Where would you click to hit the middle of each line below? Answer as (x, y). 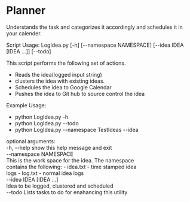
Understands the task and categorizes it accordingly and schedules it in (95, 27)
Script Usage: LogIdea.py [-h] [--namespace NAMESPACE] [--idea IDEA (95, 45)
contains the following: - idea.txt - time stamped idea (71, 167)
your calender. (24, 33)
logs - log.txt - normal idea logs (45, 173)
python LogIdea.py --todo (47, 123)
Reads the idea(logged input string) (59, 74)
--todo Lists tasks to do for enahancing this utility (67, 192)
